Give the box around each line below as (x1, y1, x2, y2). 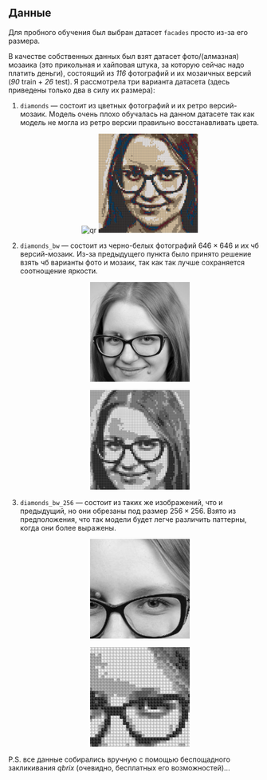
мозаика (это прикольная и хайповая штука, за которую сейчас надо (8, 60, 245, 69)
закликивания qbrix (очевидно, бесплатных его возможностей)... (8, 762, 230, 772)
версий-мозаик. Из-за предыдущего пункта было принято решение (19, 249, 252, 258)
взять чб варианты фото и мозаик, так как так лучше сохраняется (19, 257, 245, 267)
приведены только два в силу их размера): (8, 85, 155, 95)
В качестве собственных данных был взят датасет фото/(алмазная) (8, 51, 239, 61)
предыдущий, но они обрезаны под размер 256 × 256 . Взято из (19, 506, 237, 515)
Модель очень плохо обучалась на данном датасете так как (49, 109, 255, 119)
